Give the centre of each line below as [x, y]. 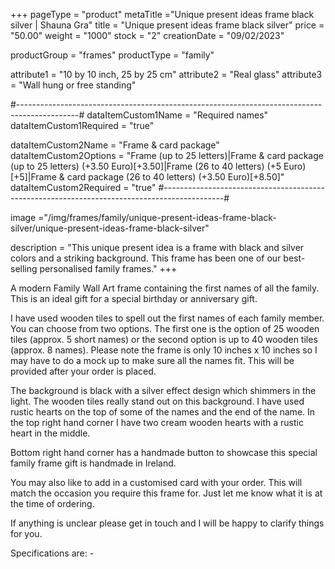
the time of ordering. [52, 503]
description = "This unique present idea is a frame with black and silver [157, 247]
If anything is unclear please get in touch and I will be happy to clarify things [167, 523]
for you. [26, 533]
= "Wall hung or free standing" [73, 85]
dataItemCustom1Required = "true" [82, 125]
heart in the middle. [50, 433]
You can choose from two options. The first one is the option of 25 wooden [165, 328]
